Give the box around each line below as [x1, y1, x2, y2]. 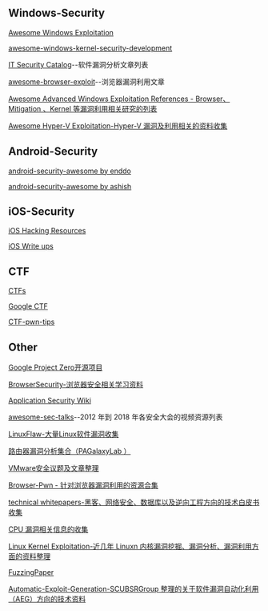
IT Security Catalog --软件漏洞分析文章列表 [8, 59, 149, 69]
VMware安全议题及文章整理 [8, 463, 99, 473]
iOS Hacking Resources [8, 226, 86, 236]
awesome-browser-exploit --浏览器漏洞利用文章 [8, 76, 166, 87]
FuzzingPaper [8, 568, 54, 577]
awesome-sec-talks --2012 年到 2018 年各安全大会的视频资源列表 [8, 412, 223, 422]
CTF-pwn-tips [8, 317, 55, 327]
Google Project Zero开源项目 [8, 362, 103, 372]
